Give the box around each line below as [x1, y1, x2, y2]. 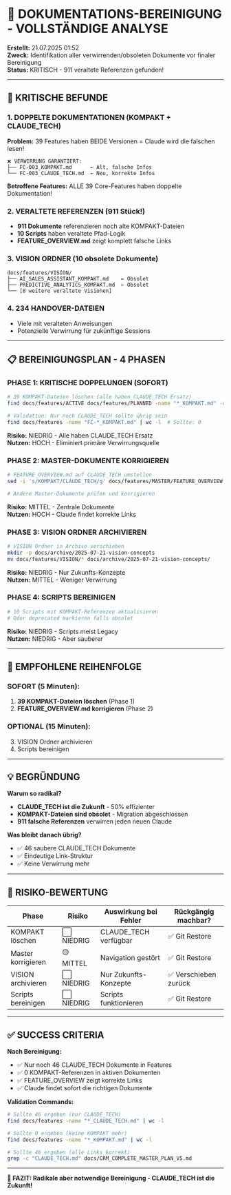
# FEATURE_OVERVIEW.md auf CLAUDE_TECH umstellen [7, 471, 153, 478]
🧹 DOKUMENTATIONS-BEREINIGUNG [7, 6, 222, 22]
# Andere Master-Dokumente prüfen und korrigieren [7, 490, 155, 497]
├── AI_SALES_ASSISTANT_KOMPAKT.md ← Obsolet [7, 276, 149, 283]
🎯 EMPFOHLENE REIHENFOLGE [7, 661, 142, 673]
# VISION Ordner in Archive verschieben [7, 542, 125, 550]
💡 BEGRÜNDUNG [7, 771, 80, 783]
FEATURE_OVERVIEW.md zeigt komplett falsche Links [16, 236, 172, 245]
